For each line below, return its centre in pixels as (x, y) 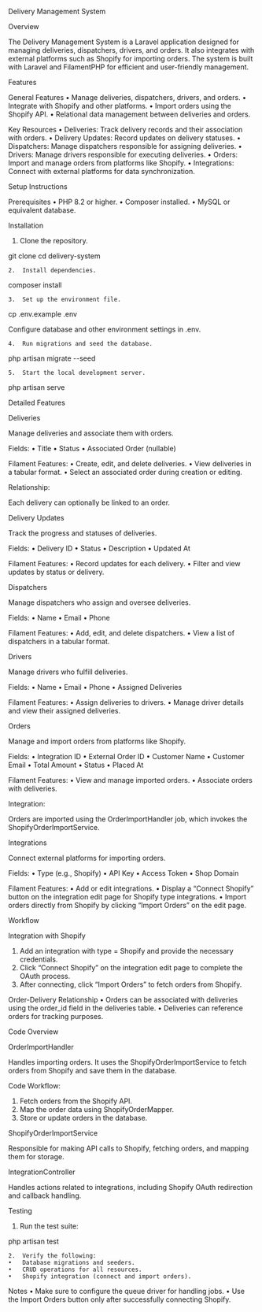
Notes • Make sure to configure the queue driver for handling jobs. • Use (127, 1291)
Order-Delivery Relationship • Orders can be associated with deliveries (123, 1000)
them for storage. (36, 1156)
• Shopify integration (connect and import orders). (100, 1277)
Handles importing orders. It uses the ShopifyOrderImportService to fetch (127, 1062)
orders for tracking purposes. (56, 1016)
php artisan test (33, 1241)
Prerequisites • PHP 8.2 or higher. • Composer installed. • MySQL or (119, 202)
